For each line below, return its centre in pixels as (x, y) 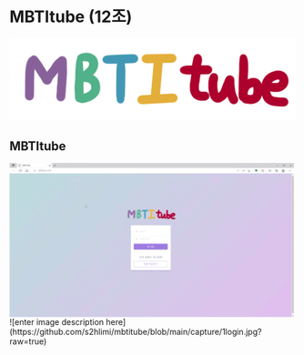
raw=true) (28, 341)
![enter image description (57, 322)
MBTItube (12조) (71, 17)
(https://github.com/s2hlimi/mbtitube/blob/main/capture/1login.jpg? (136, 332)
